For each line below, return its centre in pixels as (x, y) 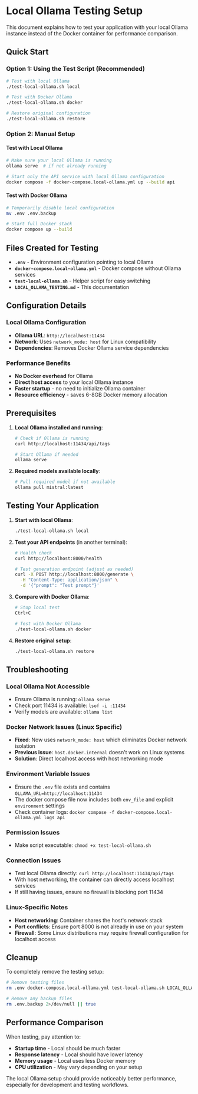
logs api (55, 817)
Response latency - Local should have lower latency (79, 1054)
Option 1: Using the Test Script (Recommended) (76, 69)
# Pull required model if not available (65, 482)
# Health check (33, 553)
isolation (25, 746)
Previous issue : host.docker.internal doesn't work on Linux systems (99, 753)
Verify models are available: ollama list (64, 712)
